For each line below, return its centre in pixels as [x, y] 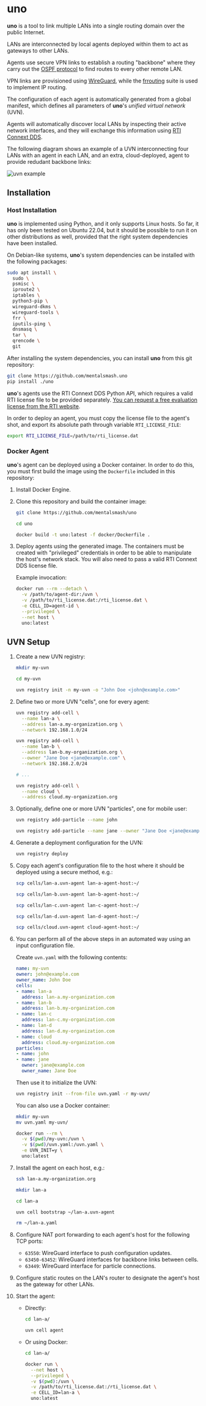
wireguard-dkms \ [35, 307]
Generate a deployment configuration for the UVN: [79, 843]
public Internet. [26, 32]
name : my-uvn [32, 969]
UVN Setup [29, 642]
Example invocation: [41, 578]
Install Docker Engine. [43, 489]
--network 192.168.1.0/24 [54, 730]
